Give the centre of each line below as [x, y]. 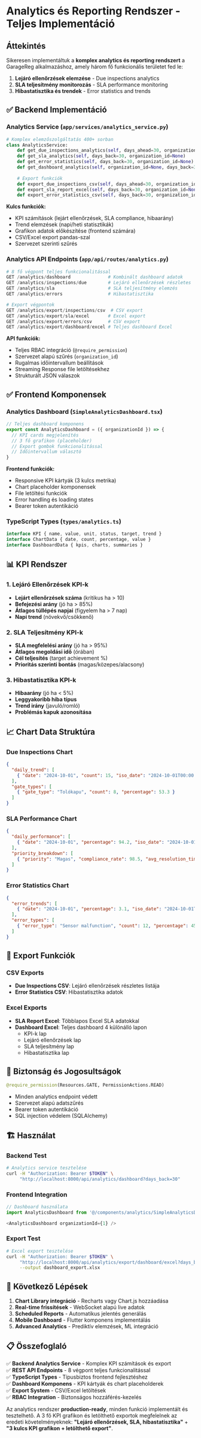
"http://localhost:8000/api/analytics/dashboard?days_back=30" [100, 1179]
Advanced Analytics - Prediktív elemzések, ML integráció [86, 1326]
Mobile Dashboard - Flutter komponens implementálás [83, 1320]
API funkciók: [23, 339]
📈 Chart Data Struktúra [51, 732]
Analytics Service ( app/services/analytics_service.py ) [87, 127]
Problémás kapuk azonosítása [53, 712]
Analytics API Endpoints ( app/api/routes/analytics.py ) [87, 259]
